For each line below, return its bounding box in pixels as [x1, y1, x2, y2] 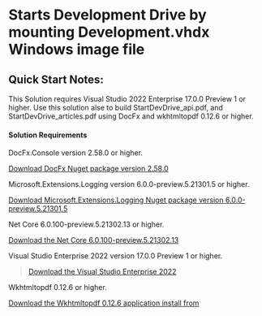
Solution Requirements [8, 130, 88, 140]
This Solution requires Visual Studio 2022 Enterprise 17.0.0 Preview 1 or [8, 94, 246, 103]
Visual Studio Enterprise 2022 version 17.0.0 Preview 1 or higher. [8, 251, 223, 261]
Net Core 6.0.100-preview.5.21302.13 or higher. [8, 219, 165, 229]
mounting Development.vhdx [8, 23, 210, 41]
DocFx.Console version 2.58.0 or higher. [8, 148, 144, 158]
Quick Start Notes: [8, 72, 104, 86]
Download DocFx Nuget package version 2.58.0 [8, 164, 169, 174]
